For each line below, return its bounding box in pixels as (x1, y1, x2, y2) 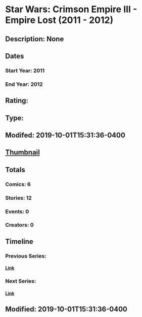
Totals (5, 165, 25, 174)
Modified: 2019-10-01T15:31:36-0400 (5, 305, 127, 313)
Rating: (5, 97, 29, 105)
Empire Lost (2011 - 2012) (5, 14, 114, 26)
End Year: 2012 (5, 80, 43, 87)
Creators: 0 (5, 221, 34, 229)
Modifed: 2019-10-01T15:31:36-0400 (5, 131, 125, 139)
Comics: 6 (5, 180, 31, 187)
